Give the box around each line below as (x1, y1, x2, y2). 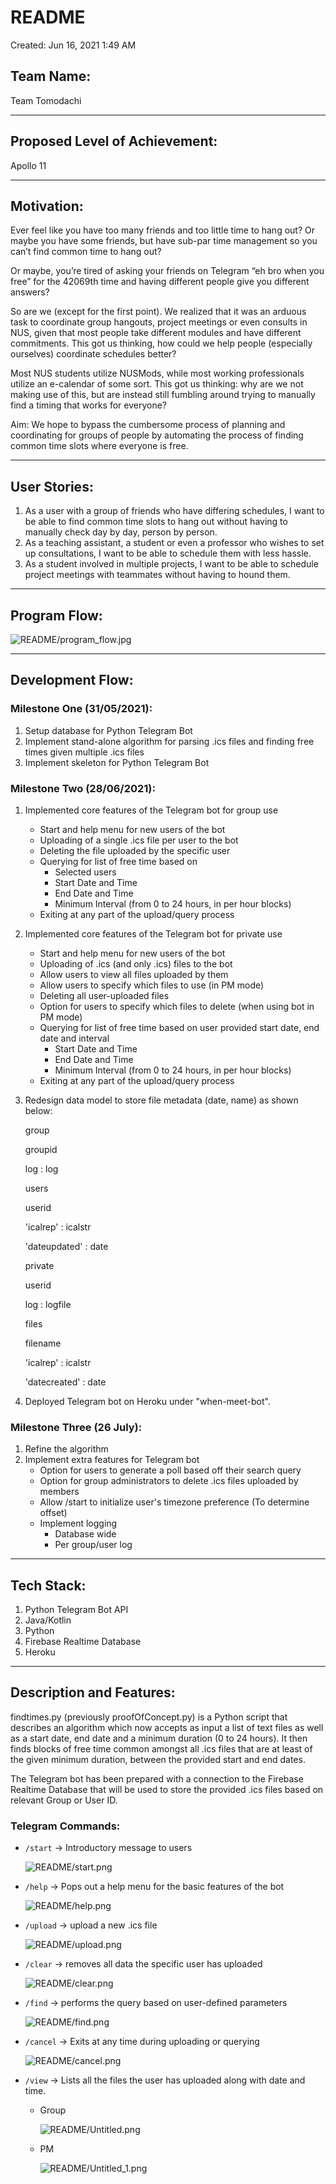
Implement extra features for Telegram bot (24, 1454, 200, 1466)
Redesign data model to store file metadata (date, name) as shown (24, 1094, 299, 1106)
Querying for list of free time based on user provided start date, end (39, 1021, 320, 1033)
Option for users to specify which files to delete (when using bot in (39, 1000, 315, 1012)
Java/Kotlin (24, 1614, 72, 1626)
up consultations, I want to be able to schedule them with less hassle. (24, 547, 312, 560)
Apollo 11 (10, 159, 47, 171)
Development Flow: (10, 672, 134, 689)
